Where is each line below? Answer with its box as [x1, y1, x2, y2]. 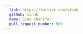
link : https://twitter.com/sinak [9, 7, 79, 12]
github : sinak [9, 12, 38, 17]
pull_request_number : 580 [9, 21, 63, 26]
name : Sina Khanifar [9, 16, 52, 21]
